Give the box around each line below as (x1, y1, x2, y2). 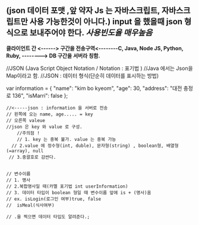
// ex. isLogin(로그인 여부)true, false (6, 196, 102, 202)
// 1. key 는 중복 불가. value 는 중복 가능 (17, 136, 116, 142)
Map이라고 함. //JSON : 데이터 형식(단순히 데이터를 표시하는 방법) (6, 72, 159, 79)
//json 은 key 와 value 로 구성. (6, 124, 83, 130)
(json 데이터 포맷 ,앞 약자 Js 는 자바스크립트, (6, 5, 160, 16)
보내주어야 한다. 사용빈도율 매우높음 (29, 28, 153, 38)
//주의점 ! (17, 130, 40, 136)
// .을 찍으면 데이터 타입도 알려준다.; (6, 214, 90, 220)
